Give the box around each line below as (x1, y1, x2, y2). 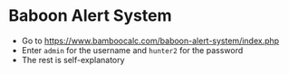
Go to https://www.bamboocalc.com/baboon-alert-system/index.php (21, 35, 280, 46)
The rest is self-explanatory (21, 54, 125, 65)
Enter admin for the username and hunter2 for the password (21, 44, 244, 55)
